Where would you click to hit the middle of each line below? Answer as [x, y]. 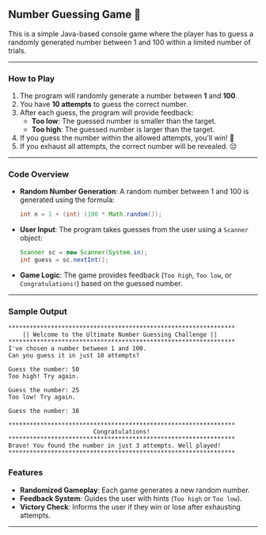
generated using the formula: [67, 200]
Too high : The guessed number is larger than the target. [123, 130]
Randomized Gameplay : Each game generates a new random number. [135, 490]
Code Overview [39, 174]
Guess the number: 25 [44, 390]
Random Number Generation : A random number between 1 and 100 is [134, 192]
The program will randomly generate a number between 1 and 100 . [128, 96]
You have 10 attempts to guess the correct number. [104, 105]
